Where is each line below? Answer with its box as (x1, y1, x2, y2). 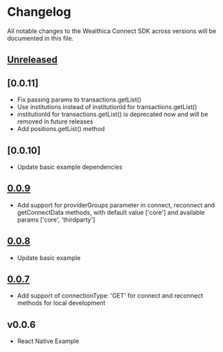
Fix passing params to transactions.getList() (16, 95, 142, 104)
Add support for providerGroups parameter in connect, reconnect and (16, 200, 215, 209)
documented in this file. (7, 34, 74, 42)
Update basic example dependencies (16, 163, 123, 171)
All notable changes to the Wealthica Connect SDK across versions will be (7, 27, 217, 35)
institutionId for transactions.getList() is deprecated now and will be (16, 110, 209, 119)
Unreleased (7, 54, 58, 66)
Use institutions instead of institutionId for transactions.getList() (16, 103, 198, 111)
